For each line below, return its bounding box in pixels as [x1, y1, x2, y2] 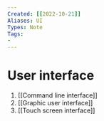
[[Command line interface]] [17, 91, 98, 100]
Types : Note [7, 23, 43, 31]
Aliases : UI [7, 17, 43, 24]
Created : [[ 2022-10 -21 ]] [7, 10, 81, 18]
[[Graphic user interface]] [17, 99, 93, 107]
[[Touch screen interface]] [17, 106, 95, 115]
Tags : [7, 30, 24, 38]
